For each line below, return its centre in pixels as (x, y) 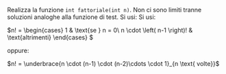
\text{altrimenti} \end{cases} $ (50, 37)
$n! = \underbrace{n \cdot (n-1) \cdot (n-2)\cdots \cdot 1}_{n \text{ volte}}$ (113, 63)
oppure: (18, 51)
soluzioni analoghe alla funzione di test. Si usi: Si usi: (81, 17)
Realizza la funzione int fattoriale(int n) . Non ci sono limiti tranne (104, 10)
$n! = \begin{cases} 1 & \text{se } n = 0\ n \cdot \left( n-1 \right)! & (100, 30)
